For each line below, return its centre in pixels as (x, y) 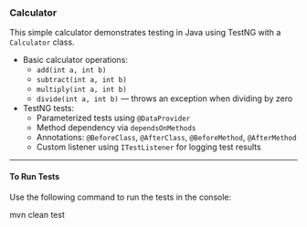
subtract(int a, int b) (82, 80)
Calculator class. (42, 42)
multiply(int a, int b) (82, 90)
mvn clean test (37, 214)
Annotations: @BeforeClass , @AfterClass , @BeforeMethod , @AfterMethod (166, 138)
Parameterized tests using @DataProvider (113, 118)
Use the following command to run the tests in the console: (121, 197)
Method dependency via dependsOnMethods (116, 128)
